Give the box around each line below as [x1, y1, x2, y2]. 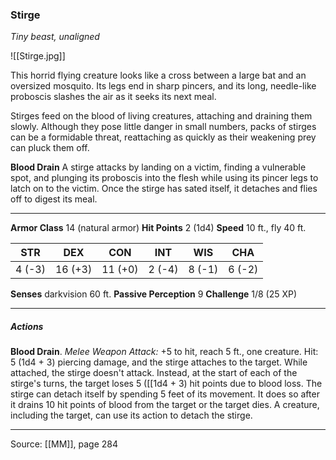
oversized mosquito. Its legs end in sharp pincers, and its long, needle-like [10, 80, 317, 92]
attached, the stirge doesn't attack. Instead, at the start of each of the [10, 367, 298, 379]
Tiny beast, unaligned [10, 31, 100, 43]
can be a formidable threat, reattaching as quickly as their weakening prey [10, 131, 317, 143]
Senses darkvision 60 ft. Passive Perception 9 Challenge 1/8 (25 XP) [10, 288, 298, 300]
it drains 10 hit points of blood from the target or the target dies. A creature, [10, 399, 320, 411]
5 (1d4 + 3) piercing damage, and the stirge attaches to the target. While [10, 356, 308, 368]
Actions [10, 320, 44, 332]
